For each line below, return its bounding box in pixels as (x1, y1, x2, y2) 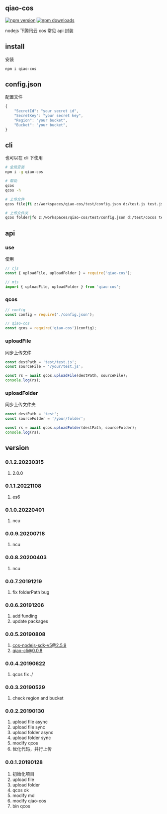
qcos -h (5, 187, 21, 193)
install (5, 42, 25, 51)
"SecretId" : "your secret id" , (14, 108, 79, 114)
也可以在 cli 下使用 (5, 155, 43, 161)
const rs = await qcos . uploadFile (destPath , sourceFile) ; (5, 373, 128, 378)
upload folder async (12, 730, 54, 736)
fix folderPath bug (12, 589, 50, 595)
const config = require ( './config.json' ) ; (5, 312, 94, 317)
